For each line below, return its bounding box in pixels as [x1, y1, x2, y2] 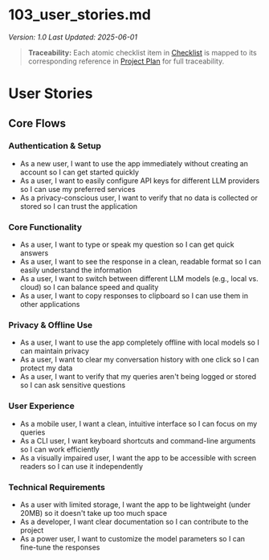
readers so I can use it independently [19, 461, 143, 471]
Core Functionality [8, 221, 83, 232]
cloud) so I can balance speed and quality [19, 283, 159, 292]
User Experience [8, 400, 75, 411]
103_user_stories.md [8, 6, 151, 24]
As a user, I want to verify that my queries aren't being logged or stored [19, 372, 257, 382]
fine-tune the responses [19, 542, 100, 552]
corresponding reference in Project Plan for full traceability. [27, 56, 225, 66]
